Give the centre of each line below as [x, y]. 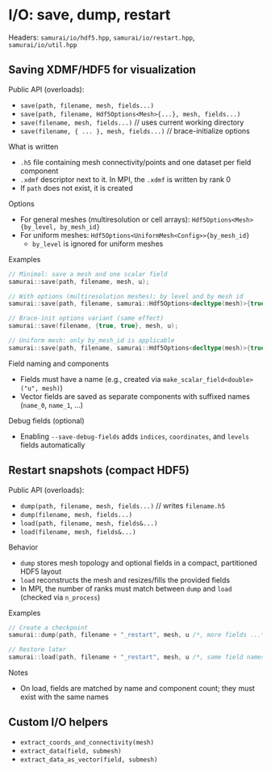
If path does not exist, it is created [76, 188]
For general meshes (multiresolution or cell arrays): [105, 219]
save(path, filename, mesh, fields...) [87, 106]
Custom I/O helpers [58, 722]
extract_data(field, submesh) [71, 751]
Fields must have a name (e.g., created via [90, 379]
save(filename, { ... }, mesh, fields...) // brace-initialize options [135, 130]
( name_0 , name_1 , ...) [51, 405]
